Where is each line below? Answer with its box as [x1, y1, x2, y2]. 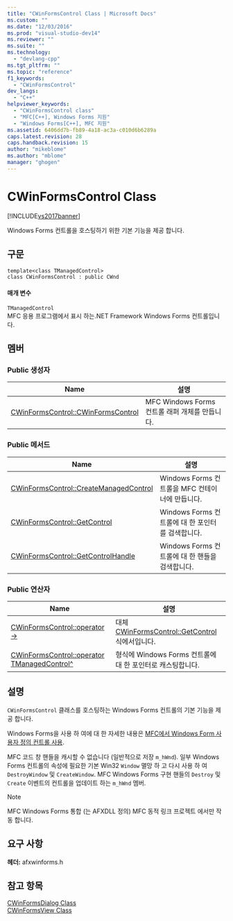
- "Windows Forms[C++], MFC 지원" [13, 120, 110, 127]
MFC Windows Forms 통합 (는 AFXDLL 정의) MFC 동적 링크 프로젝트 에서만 [7, 807, 215, 815]
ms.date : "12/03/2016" [7, 23, 73, 30]
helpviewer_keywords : [7, 101, 70, 108]
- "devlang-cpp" [13, 56, 60, 63]
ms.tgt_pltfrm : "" [7, 62, 60, 69]
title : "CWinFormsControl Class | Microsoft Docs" [7, 10, 157, 17]
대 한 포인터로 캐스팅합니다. [115, 660, 200, 669]
